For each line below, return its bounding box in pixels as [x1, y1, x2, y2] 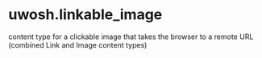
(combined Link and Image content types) [8, 40, 148, 49]
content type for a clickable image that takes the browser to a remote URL [8, 32, 254, 41]
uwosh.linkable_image [8, 6, 163, 24]
